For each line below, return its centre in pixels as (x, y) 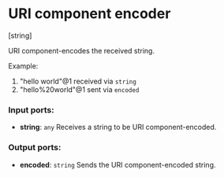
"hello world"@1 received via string (78, 81)
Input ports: (31, 109)
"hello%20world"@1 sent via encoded (79, 89)
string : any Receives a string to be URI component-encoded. (118, 127)
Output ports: (35, 148)
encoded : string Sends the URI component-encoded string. (118, 164)
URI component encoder (90, 14)
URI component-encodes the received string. (82, 50)
